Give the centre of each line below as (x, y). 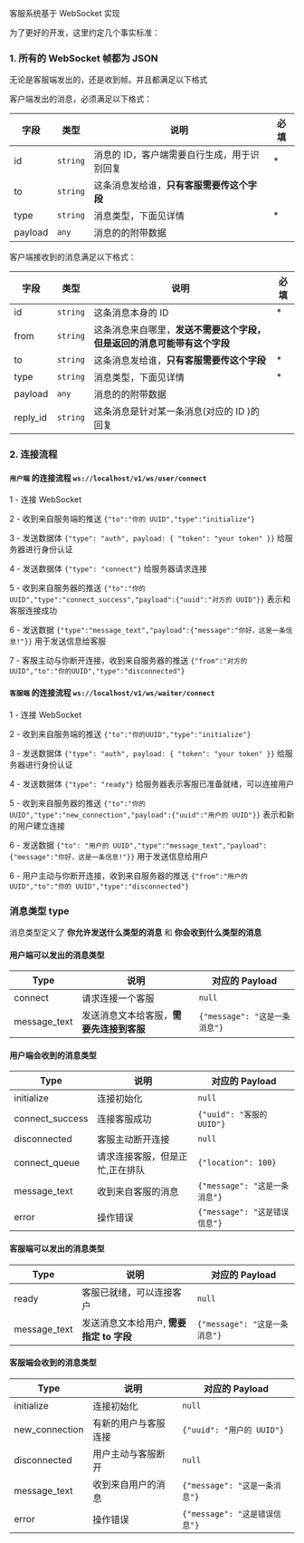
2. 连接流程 (33, 454)
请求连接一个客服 (118, 998)
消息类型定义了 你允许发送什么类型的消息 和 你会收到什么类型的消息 (136, 932)
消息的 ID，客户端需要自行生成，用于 (172, 155)
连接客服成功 (124, 1120)
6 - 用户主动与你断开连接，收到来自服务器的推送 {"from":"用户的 (129, 875)
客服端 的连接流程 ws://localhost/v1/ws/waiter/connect (112, 693)
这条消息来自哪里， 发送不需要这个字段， (180, 330)
